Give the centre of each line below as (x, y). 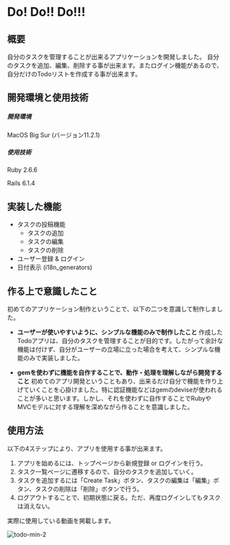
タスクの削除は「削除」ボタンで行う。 (89, 489)
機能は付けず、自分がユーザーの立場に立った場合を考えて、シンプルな (116, 349)
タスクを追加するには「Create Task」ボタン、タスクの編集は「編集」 (115, 480)
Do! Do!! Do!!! (46, 12)
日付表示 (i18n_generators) (55, 267)
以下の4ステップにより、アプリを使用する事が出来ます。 (87, 448)
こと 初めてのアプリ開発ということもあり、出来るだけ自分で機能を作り (117, 381)
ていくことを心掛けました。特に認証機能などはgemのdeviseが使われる (123, 390)
